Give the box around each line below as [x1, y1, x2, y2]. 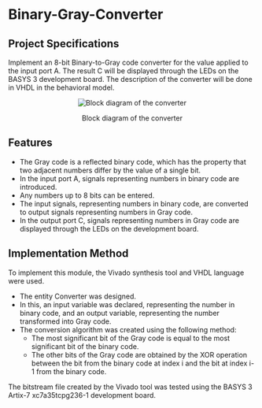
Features [8, 136, 53, 150]
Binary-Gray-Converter [8, 6, 164, 24]
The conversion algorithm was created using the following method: [19, 325, 237, 334]
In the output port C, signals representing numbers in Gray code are [19, 215, 240, 225]
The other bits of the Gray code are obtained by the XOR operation [31, 350, 248, 359]
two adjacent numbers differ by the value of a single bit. [19, 165, 201, 175]
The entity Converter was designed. [19, 291, 136, 301]
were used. [8, 276, 45, 285]
